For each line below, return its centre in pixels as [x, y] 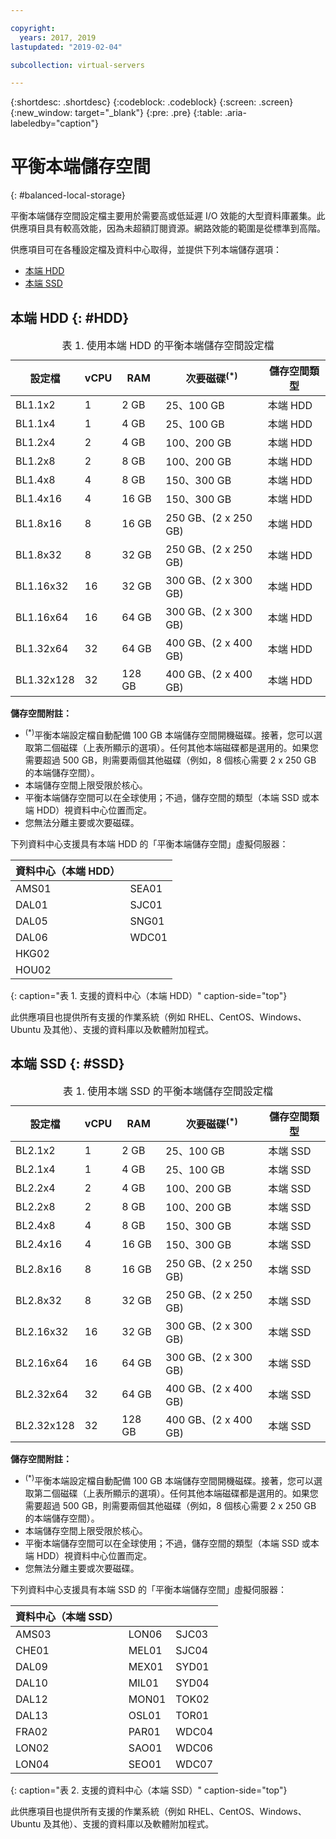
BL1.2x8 [35, 461]
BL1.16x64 [42, 617]
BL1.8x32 [39, 554]
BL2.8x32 [39, 1301]
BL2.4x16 [39, 1244]
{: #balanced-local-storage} [68, 195]
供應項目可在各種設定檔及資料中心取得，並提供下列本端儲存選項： [146, 250]
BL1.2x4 [35, 442]
